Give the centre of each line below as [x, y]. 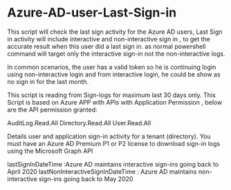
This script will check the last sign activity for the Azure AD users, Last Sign [115, 32]
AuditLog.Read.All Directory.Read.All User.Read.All [79, 123]
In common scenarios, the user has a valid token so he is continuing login [112, 67]
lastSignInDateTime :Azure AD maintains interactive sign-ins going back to [113, 164]
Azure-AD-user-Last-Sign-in [92, 13]
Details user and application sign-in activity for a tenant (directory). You [109, 136]
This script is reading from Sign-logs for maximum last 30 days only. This [111, 95]
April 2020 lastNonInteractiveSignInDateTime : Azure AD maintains [102, 171]
